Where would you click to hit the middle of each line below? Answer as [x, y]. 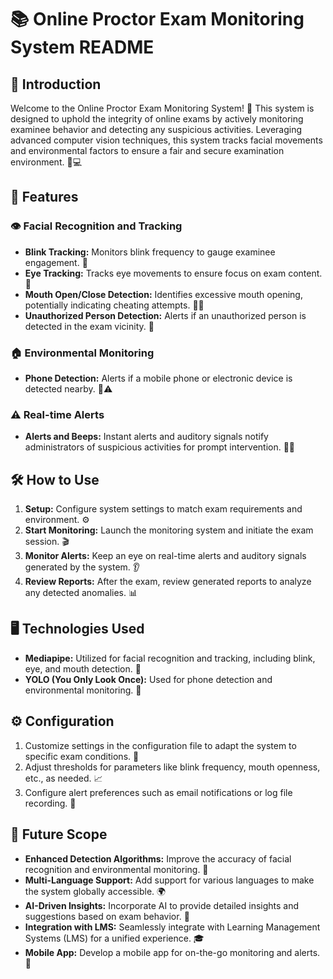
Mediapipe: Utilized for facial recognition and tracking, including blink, [170, 658]
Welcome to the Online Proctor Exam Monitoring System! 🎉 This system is [162, 108]
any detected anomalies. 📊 [81, 593]
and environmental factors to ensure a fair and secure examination [147, 150]
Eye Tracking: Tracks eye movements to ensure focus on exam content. [173, 273]
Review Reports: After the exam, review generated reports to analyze [168, 582]
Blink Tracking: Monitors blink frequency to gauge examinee [150, 252]
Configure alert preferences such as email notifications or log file [158, 792]
